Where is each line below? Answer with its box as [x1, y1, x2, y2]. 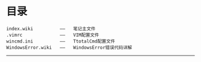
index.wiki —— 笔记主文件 [6, 25, 96, 32]
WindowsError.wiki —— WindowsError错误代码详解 [6, 44, 133, 50]
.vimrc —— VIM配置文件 [6, 32, 100, 38]
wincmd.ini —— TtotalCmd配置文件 [6, 38, 115, 44]
